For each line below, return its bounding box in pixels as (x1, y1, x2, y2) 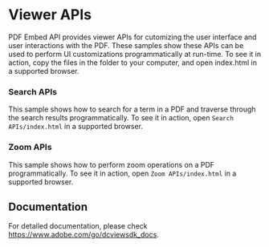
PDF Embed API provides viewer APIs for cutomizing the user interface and (8, 32, 257, 42)
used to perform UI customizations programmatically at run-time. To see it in (8, 49, 262, 59)
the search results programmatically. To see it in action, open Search (8, 113, 234, 123)
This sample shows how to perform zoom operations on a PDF (8, 160, 215, 169)
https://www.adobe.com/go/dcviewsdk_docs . (8, 230, 159, 240)
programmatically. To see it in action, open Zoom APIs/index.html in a (8, 168, 237, 178)
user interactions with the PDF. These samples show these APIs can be (8, 40, 244, 50)
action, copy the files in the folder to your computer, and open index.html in (8, 58, 258, 67)
